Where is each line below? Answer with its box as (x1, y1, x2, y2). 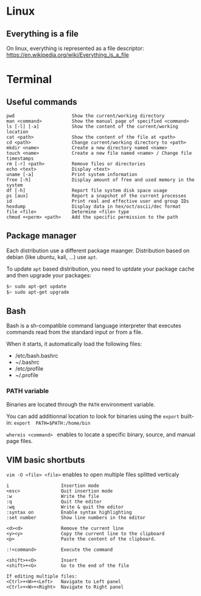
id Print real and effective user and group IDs (6, 198, 189, 204)
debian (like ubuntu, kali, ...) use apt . (6, 253, 98, 260)
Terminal (6, 73, 52, 87)
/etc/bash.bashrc (15, 352, 59, 360)
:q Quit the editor (6, 498, 102, 505)
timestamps (6, 155, 34, 161)
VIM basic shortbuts (6, 455, 85, 466)
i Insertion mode (6, 483, 99, 489)
